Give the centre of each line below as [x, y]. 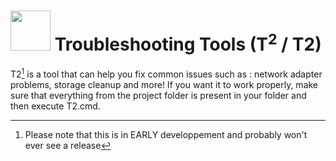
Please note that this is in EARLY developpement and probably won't [166, 134]
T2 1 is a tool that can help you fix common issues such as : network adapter [166, 73]
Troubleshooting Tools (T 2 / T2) [188, 42]
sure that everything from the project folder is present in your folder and [158, 95]
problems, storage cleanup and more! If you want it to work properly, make [164, 84]
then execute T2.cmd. [55, 106]
